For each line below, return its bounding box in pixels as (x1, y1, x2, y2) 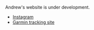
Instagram (12, 14, 34, 19)
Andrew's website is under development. (5, 4, 90, 10)
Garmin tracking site (12, 19, 55, 25)
